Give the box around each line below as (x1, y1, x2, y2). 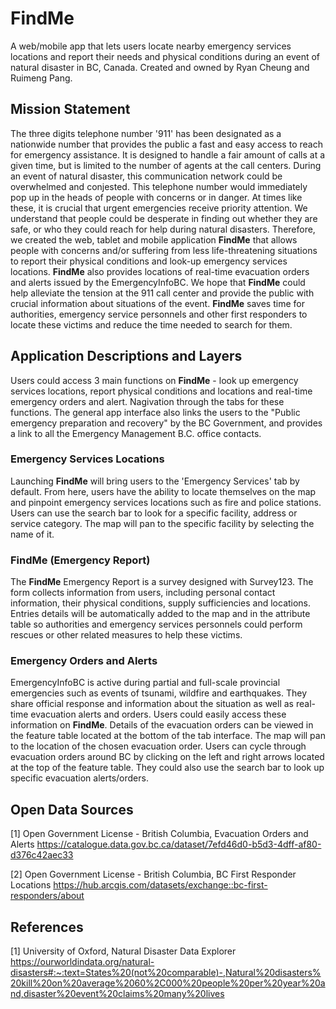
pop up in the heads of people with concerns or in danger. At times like (10, 191, 303, 203)
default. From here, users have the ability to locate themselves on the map (10, 485, 317, 497)
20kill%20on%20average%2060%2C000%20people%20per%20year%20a (10, 977, 326, 989)
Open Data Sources (10, 801, 134, 818)
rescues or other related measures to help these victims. (10, 629, 243, 641)
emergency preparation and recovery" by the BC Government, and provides (10, 417, 323, 429)
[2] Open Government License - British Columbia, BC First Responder (10, 868, 297, 881)
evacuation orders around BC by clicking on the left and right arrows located (10, 751, 325, 763)
